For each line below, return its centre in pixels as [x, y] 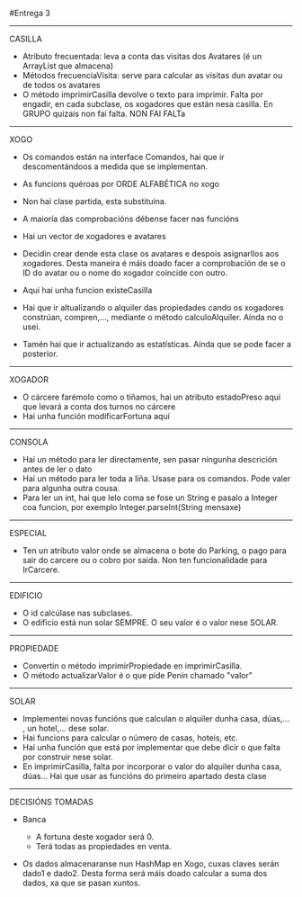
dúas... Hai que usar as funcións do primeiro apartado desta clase [144, 776]
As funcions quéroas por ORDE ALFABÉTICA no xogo [121, 184]
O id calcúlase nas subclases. [77, 613]
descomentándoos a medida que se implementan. [115, 166]
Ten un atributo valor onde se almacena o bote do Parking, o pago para [155, 551]
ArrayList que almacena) [68, 66]
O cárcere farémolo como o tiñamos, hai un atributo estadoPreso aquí [151, 397]
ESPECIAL [28, 533]
